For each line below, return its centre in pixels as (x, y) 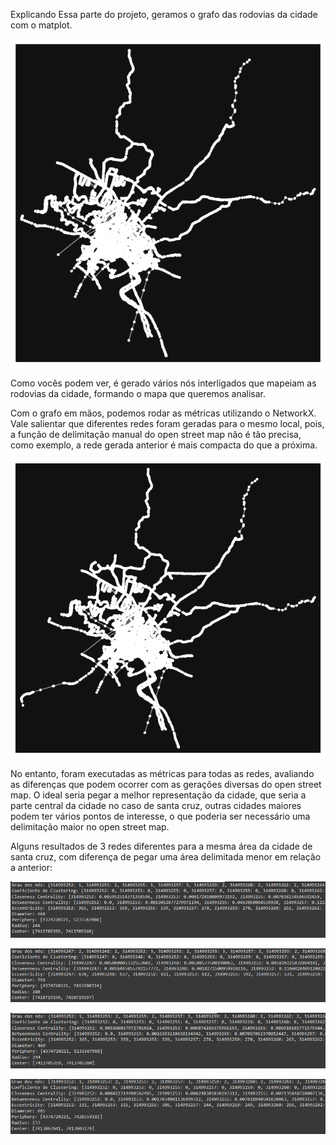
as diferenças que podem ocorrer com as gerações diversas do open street (166, 784)
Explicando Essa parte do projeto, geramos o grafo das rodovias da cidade (164, 14)
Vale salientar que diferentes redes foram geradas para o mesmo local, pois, (167, 424)
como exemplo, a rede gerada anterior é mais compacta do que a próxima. (164, 445)
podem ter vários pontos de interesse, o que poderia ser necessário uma (160, 816)
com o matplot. (41, 25)
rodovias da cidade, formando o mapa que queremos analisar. (138, 394)
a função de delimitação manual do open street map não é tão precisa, (156, 435)
